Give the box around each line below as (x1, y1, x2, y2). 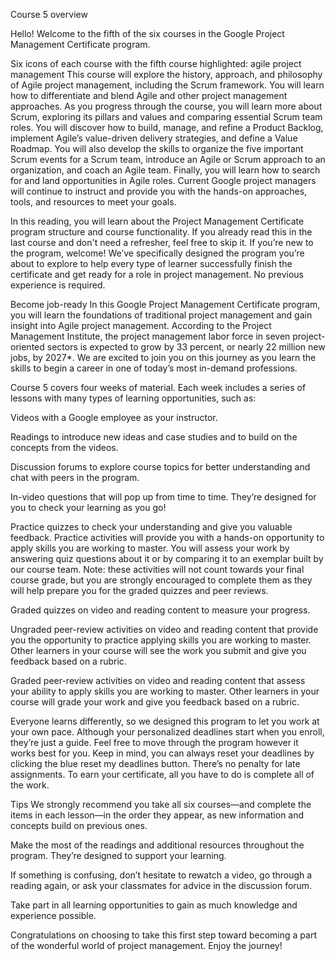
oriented (10, 341, 45, 353)
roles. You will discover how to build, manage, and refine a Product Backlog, (10, 122, 324, 133)
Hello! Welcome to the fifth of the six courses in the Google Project (10, 28, 285, 39)
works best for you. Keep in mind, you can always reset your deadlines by (10, 747, 315, 759)
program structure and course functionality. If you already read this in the (10, 226, 313, 238)
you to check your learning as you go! (10, 502, 167, 513)
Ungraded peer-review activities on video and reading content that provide (10, 624, 319, 635)
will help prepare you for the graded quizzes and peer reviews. (10, 585, 269, 596)
